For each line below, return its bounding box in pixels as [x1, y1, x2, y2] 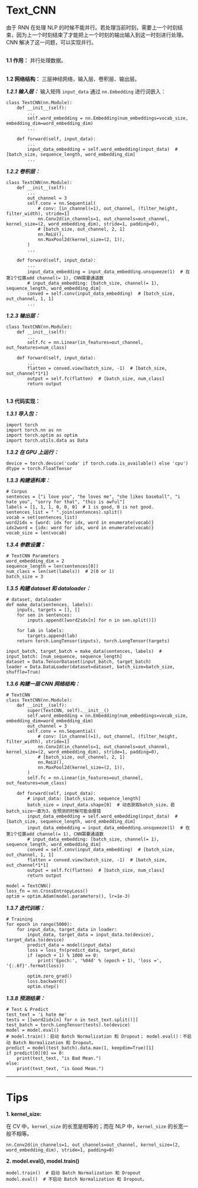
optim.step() [27, 984, 60, 990]
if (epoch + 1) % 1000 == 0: [27, 952, 99, 959]
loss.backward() [27, 978, 67, 984]
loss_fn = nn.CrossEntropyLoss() [6, 888, 88, 894]
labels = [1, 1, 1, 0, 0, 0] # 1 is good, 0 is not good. [6, 504, 154, 510]
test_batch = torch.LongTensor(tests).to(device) [6, 1022, 131, 1028]
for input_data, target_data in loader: [16, 927, 117, 933]
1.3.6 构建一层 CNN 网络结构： [6, 680, 81, 687]
